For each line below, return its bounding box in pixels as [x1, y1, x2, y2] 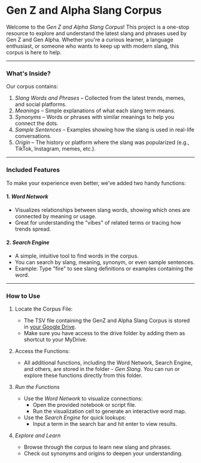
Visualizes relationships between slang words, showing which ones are [14, 206, 190, 213]
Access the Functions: [14, 348, 70, 355]
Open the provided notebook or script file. [32, 401, 136, 409]
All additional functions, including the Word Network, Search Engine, [23, 359, 193, 366]
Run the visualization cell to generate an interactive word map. [32, 407, 187, 415]
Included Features [6, 165, 60, 174]
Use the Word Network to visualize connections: [23, 395, 143, 402]
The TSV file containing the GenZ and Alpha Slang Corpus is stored [23, 317, 190, 324]
